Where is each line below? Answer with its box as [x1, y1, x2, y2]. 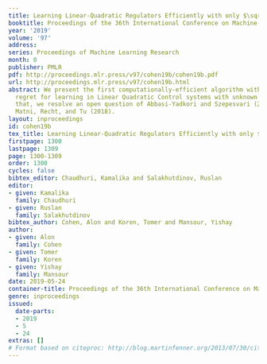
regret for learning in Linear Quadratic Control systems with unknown [15, 93, 258, 101]
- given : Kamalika [8, 188, 69, 197]
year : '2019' [8, 26, 52, 34]
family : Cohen [15, 241, 62, 249]
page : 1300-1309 [8, 152, 62, 160]
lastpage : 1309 [8, 145, 59, 153]
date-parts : [15, 307, 56, 315]
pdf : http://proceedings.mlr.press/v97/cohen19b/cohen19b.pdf [8, 71, 219, 79]
